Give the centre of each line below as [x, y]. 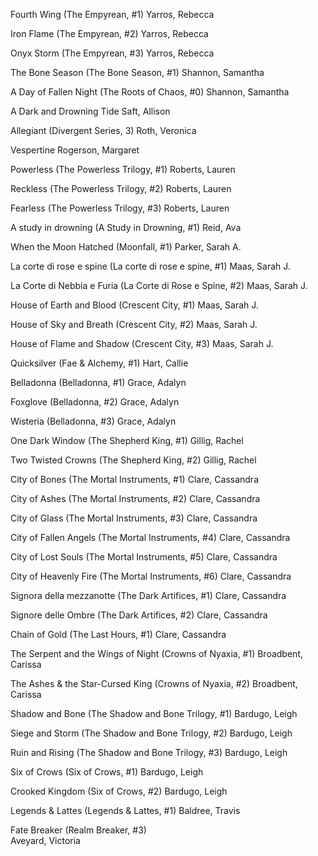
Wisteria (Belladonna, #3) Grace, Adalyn [93, 421]
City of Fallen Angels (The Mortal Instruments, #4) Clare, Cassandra [150, 537]
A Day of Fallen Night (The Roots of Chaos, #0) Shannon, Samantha [150, 92]
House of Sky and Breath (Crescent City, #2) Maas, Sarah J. [134, 324]
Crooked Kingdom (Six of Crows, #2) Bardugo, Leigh [119, 791]
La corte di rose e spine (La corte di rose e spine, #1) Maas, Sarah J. [150, 266]
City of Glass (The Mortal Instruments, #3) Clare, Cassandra [134, 518]
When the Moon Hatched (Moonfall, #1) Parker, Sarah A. [126, 247]
